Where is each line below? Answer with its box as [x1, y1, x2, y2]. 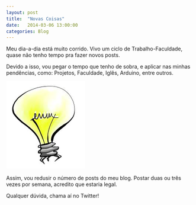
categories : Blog [6, 28, 49, 34]
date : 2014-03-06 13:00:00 [6, 22, 78, 28]
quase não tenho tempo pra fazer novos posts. [6, 52, 120, 59]
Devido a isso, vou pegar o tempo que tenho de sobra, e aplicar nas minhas [6, 63, 191, 71]
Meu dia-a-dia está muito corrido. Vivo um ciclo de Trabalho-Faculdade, [6, 45, 183, 53]
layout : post [6, 9, 38, 15]
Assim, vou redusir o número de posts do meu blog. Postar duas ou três [6, 175, 182, 182]
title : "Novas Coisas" [6, 15, 65, 22]
